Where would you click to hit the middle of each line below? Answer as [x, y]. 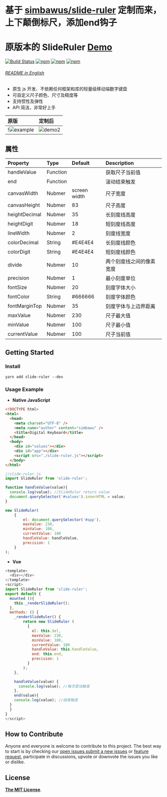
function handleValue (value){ [37, 488]
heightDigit [20, 224]
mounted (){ [22, 598]
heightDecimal [24, 215]
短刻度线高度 [121, 224]
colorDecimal [23, 243]
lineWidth [19, 233]
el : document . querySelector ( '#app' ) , [62, 520]
